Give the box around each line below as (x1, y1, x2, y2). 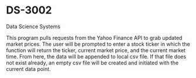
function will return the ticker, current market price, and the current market (6, 46, 186, 53)
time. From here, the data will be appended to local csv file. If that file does (6, 53, 187, 60)
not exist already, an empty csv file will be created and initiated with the (6, 59, 179, 66)
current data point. (6, 65, 51, 72)
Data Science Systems (6, 23, 60, 30)
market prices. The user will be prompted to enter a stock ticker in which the (6, 40, 190, 48)
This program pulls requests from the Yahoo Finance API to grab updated (6, 34, 183, 41)
